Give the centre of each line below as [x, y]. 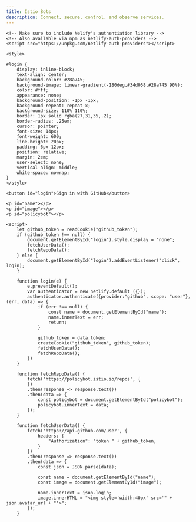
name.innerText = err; [76, 317]
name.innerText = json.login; [74, 493]
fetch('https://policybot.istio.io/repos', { [84, 379]
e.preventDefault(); [52, 286]
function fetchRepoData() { [51, 374]
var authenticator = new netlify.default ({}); [87, 291]
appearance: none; [39, 95]
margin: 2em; [33, 157]
